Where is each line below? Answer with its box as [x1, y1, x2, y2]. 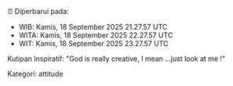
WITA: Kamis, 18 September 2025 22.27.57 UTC [18, 30, 173, 40]
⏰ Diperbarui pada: [7, 7, 70, 16]
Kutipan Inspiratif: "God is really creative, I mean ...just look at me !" [7, 54, 226, 63]
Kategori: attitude [7, 70, 64, 78]
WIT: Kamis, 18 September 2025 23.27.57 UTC [18, 39, 169, 48]
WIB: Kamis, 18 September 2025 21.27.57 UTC [18, 23, 168, 31]
